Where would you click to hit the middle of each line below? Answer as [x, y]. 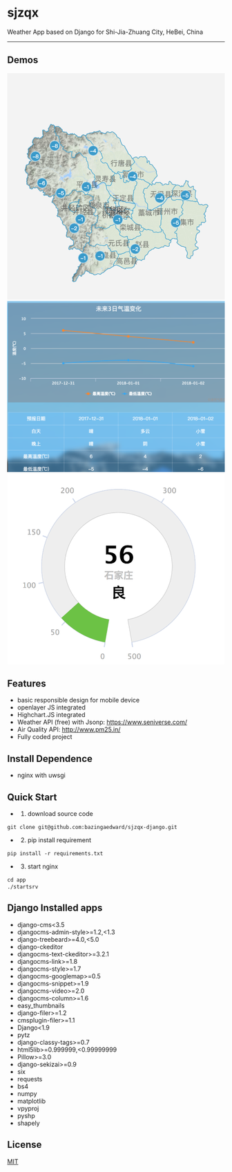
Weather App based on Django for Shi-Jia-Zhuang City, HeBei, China [105, 32]
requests [30, 1079]
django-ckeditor [40, 947]
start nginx [43, 866]
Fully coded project [45, 737]
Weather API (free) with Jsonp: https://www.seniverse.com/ [102, 722]
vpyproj [28, 1108]
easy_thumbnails [41, 1005]
